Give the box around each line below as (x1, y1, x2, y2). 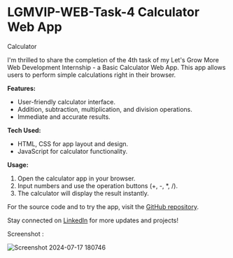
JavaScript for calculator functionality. (17, 147, 128, 155)
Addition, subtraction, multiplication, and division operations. (17, 105, 192, 113)
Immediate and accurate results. (17, 113, 111, 121)
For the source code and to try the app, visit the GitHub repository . (7, 202, 199, 210)
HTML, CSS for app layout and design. (17, 139, 129, 148)
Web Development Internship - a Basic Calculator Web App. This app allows (7, 63, 226, 71)
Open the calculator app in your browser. (17, 174, 136, 182)
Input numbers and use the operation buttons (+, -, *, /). (17, 181, 178, 189)
